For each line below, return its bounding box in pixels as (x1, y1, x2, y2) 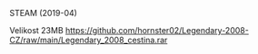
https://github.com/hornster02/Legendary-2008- (64, 25, 250, 35)
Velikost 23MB (9, 25, 64, 35)
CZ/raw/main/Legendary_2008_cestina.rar (9, 35, 168, 45)
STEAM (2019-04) (9, 8, 77, 18)
